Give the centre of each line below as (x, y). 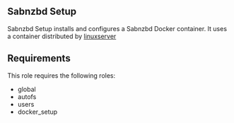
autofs (27, 96)
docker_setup (37, 112)
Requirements (39, 58)
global (27, 89)
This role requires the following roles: (62, 75)
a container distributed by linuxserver (62, 36)
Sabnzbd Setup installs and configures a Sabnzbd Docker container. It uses (117, 28)
